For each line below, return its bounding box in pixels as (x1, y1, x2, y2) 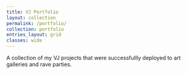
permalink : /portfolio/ (6, 20, 67, 26)
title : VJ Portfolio (6, 9, 59, 15)
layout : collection (6, 15, 56, 21)
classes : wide (6, 37, 43, 43)
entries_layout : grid (6, 32, 62, 38)
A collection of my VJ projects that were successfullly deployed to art (6, 54, 182, 61)
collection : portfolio (6, 26, 64, 32)
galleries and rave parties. (6, 61, 72, 68)
